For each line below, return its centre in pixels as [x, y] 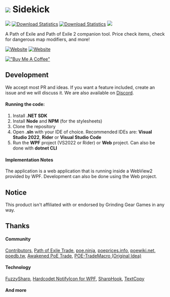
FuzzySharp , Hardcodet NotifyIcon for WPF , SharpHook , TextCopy [75, 279]
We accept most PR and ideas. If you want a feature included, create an [80, 87]
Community [18, 239]
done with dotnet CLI [35, 148]
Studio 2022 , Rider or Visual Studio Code [57, 137]
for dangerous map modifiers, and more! [48, 39]
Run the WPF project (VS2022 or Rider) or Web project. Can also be [84, 142]
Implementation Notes [29, 160]
